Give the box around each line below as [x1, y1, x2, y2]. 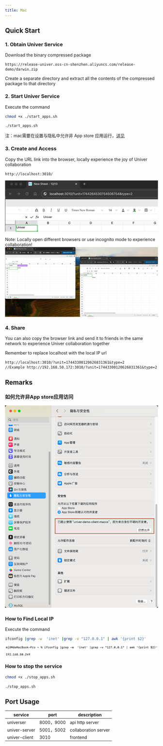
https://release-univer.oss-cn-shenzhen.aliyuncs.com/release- [5, 62, 136, 67]
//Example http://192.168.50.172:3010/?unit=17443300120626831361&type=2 [5, 365, 158, 370]
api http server [69, 719, 99, 725]
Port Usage [5, 697, 40, 706]
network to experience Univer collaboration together [5, 341, 110, 347]
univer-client [7, 734, 33, 740]
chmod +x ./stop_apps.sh [5, 674, 55, 679]
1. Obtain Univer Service [5, 41, 63, 48]
